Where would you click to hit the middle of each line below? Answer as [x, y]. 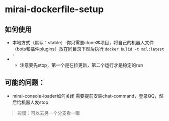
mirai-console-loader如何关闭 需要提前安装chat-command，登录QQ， [86, 96]
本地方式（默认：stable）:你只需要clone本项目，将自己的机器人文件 [83, 42]
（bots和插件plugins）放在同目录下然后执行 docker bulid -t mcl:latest [88, 49]
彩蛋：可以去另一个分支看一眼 [48, 113]
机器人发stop [35, 102]
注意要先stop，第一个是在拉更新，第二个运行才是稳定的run [81, 65]
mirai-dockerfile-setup [54, 9]
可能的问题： [25, 83]
